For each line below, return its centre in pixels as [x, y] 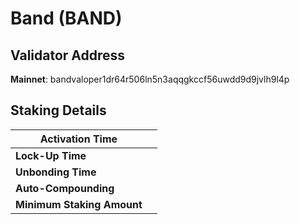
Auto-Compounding [65, 188]
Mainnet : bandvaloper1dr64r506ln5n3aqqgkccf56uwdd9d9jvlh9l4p [150, 79]
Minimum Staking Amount [79, 204]
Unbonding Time [56, 172]
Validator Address [68, 55]
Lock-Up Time [51, 155]
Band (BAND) [66, 18]
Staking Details [58, 110]
